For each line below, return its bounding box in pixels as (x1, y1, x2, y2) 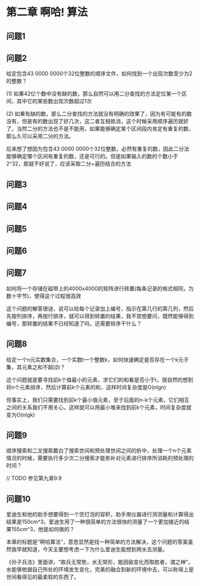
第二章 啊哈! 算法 (6, 5, 88, 19)
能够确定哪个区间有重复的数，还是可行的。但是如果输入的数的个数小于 (6, 153, 179, 160)
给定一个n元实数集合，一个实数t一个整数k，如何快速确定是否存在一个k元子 (6, 356, 189, 363)
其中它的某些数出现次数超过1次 (16, 98, 92, 105)
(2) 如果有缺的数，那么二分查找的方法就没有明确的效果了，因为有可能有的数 (6, 110, 192, 117)
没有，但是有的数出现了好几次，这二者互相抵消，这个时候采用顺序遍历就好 (6, 117, 189, 125)
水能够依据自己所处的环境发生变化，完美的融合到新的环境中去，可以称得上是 (6, 566, 194, 573)
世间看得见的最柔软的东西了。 (6, 573, 79, 581)
